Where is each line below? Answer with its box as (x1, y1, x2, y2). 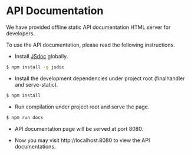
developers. (6, 29, 35, 37)
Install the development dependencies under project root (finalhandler (14, 75, 185, 82)
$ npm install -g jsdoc (6, 64, 65, 70)
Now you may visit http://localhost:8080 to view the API (14, 137, 150, 144)
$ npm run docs (6, 114, 44, 120)
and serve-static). (14, 81, 58, 88)
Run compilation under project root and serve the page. (14, 103, 150, 110)
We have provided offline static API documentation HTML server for (6, 24, 171, 31)
